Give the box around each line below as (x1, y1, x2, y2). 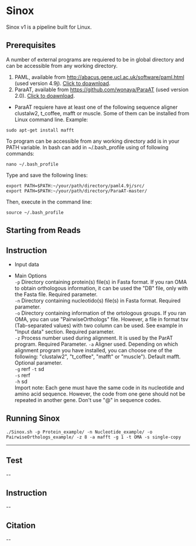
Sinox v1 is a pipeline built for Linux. (6, 23, 92, 30)
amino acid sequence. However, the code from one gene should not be (14, 390, 185, 397)
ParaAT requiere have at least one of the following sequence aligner (14, 104, 178, 111)
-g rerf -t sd (14, 365, 45, 372)
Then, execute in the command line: (6, 198, 92, 205)
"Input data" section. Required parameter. (14, 328, 115, 335)
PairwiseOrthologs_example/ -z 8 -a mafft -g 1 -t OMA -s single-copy (6, 434, 181, 440)
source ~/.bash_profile (6, 210, 64, 215)
